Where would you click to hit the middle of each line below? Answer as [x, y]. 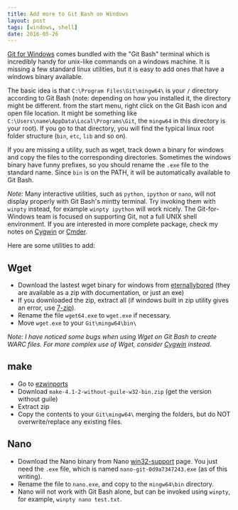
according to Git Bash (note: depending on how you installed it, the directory [119, 98]
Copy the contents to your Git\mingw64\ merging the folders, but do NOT [124, 414]
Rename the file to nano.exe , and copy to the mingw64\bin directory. [116, 484]
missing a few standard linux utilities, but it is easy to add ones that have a [116, 69]
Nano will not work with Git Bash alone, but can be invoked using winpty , [124, 491]
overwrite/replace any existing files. [70, 422]
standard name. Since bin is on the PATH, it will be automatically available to [119, 172]
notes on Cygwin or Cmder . [47, 231]
